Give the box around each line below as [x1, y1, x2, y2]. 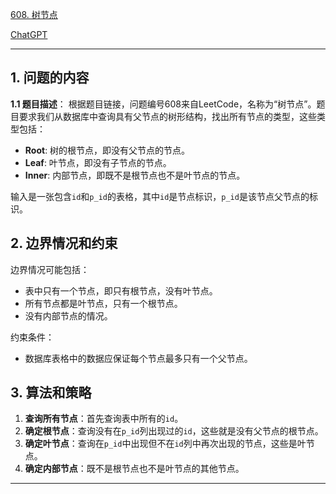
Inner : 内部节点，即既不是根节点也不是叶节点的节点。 [24, 169, 246, 181]
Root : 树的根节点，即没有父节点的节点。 [24, 144, 191, 156]
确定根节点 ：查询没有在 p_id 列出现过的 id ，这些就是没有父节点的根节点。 [24, 425, 324, 437]
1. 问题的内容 [10, 69, 90, 87]
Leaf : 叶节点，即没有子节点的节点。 [24, 156, 172, 168]
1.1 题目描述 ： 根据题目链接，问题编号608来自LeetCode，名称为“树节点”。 [10, 98, 317, 110]
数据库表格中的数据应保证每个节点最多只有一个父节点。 [24, 352, 253, 364]
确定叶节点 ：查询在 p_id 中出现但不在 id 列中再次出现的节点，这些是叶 [24, 438, 307, 450]
